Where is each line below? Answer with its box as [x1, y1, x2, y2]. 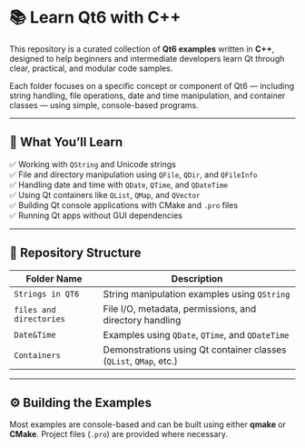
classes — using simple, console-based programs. [9, 99, 199, 110]
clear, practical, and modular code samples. [9, 63, 173, 74]
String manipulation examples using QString [103, 287, 290, 300]
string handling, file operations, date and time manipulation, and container [9, 90, 286, 101]
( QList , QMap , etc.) [103, 354, 179, 367]
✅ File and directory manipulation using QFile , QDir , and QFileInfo [9, 169, 258, 180]
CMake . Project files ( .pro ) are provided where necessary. [9, 429, 229, 440]
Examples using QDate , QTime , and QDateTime [103, 328, 290, 341]
